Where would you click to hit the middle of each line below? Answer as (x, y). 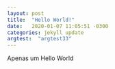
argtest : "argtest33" (39, 39)
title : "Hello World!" (41, 20)
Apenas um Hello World (40, 58)
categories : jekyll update (46, 32)
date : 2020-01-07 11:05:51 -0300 (58, 26)
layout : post (26, 13)
